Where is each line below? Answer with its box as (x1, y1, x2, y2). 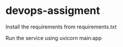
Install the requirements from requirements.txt (5, 23, 117, 30)
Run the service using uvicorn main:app (5, 34, 102, 41)
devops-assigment (5, 4, 101, 17)
